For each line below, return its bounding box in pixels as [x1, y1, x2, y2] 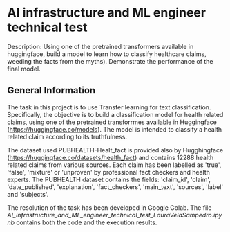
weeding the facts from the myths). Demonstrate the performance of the [7, 57, 213, 65]
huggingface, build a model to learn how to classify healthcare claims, [7, 50, 207, 58]
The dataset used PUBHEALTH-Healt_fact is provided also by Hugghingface [7, 145, 224, 154]
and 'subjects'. [7, 190, 49, 198]
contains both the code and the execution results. [16, 218, 157, 226]
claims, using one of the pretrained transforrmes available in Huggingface [7, 118, 218, 126]
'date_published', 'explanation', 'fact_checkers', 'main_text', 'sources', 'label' [7, 182, 224, 191]
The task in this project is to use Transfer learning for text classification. [7, 102, 211, 111]
